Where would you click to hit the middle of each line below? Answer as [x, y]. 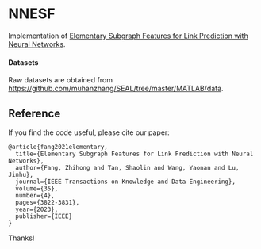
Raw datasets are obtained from [61, 80]
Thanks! [21, 238]
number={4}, [35, 195]
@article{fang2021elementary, [58, 147]
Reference [35, 113]
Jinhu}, [21, 174]
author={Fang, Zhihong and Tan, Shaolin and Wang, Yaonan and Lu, [127, 167]
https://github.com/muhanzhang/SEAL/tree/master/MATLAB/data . [116, 89]
